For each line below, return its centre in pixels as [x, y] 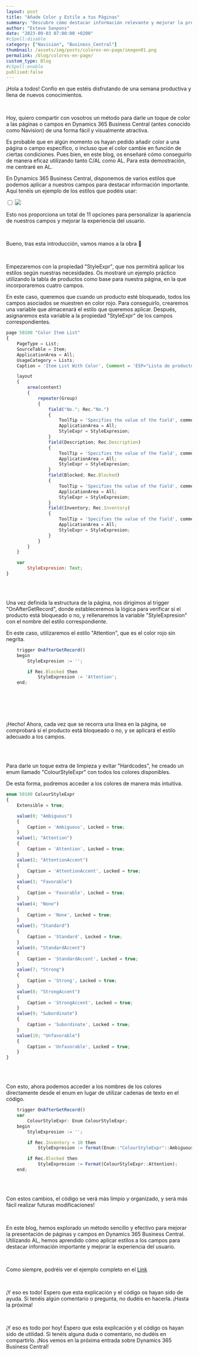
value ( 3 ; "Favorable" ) [44, 882]
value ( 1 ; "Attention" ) [44, 838]
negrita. [16, 639]
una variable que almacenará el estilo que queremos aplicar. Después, [91, 309]
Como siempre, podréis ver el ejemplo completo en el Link [77, 1269]
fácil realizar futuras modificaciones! [50, 1204]
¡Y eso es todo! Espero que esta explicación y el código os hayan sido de [95, 1292]
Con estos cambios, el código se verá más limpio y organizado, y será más [97, 1199]
